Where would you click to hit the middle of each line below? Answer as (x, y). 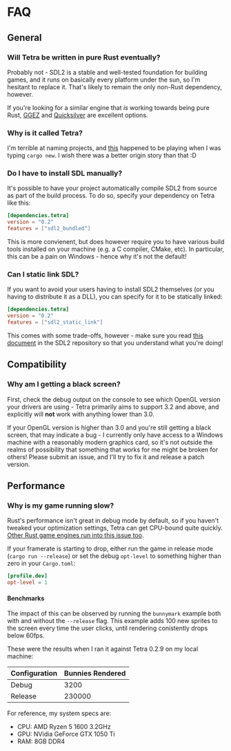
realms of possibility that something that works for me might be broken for (113, 449)
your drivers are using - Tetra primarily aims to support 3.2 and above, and (113, 407)
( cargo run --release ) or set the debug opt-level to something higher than (114, 556)
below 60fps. (26, 636)
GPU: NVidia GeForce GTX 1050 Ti (66, 734)
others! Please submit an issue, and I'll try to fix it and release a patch (106, 456)
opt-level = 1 (28, 583)
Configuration (34, 674)
